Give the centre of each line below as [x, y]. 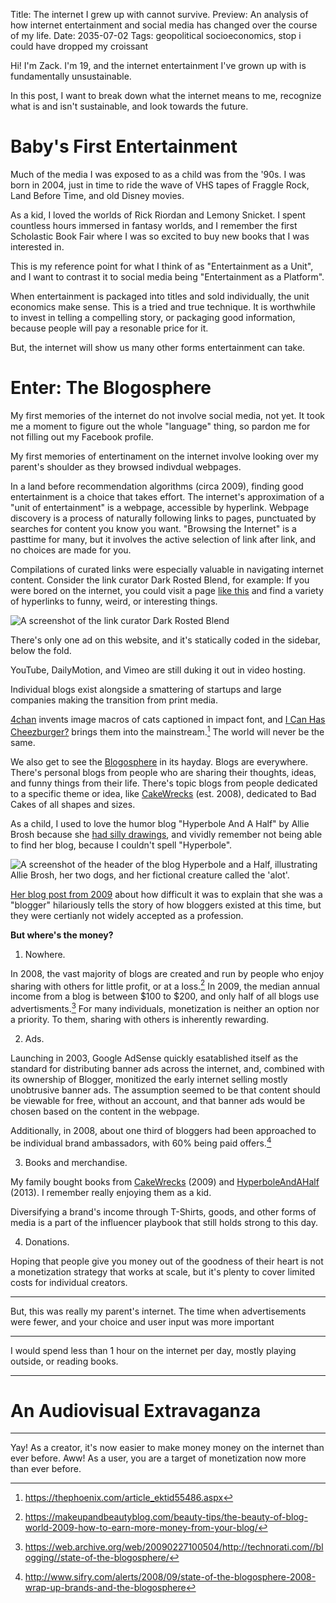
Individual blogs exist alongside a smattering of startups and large [146, 689]
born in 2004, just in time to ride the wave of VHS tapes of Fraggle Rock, [160, 185]
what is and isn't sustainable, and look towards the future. [129, 106]
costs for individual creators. [69, 1282]
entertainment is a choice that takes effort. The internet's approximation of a [167, 496]
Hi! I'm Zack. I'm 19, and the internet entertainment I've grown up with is [158, 65]
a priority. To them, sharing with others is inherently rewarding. [140, 1019]
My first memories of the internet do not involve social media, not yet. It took [167, 415]
